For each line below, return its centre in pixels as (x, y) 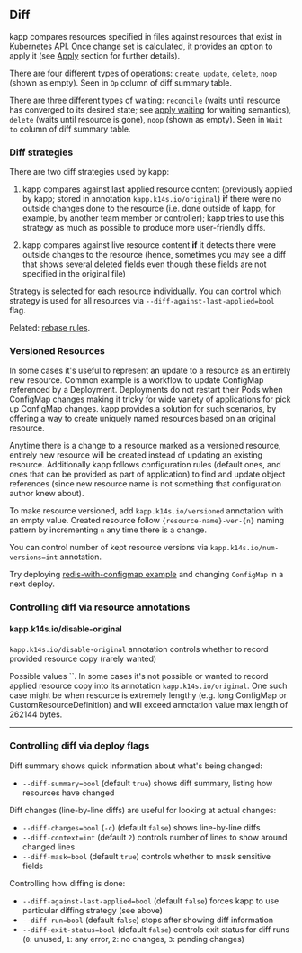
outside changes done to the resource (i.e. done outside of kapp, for (149, 209)
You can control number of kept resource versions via (109, 548)
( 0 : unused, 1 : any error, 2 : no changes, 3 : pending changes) (133, 939)
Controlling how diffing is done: (67, 883)
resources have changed (68, 793)
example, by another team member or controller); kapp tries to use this (153, 218)
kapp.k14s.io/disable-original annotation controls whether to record (139, 649)
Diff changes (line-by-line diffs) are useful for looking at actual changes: (143, 810)
